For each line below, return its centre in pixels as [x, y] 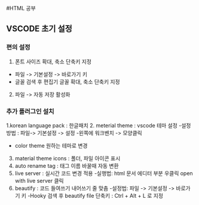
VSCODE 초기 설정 [39, 29]
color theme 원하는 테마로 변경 [51, 145]
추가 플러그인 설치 [30, 111]
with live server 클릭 [39, 180]
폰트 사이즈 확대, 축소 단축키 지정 [53, 62]
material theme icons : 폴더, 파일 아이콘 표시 [68, 158]
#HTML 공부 [21, 8]
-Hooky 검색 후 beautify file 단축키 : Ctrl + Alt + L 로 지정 [95, 195]
